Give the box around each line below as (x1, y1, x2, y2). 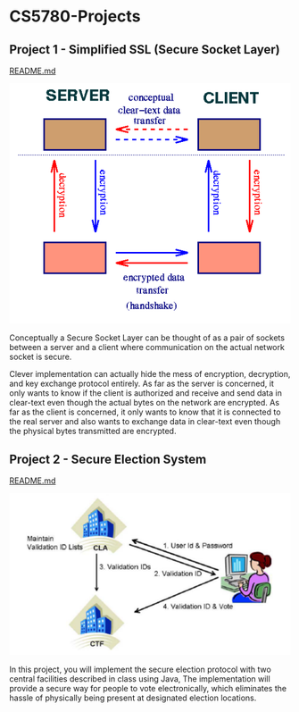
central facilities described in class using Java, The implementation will (9, 673, 270, 684)
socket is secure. (9, 351, 72, 363)
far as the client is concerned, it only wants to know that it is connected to (9, 406, 281, 417)
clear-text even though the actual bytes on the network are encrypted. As (9, 398, 279, 408)
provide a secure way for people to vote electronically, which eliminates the (9, 683, 287, 693)
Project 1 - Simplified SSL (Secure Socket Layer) (9, 42, 281, 57)
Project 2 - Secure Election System (9, 451, 207, 466)
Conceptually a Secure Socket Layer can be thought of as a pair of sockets (9, 332, 286, 343)
